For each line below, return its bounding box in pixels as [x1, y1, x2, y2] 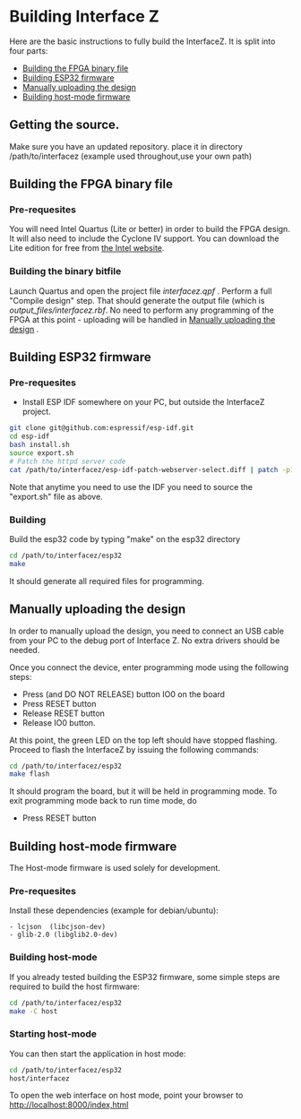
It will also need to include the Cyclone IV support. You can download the [9, 233, 279, 244]
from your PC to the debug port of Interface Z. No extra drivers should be [9, 634, 280, 646]
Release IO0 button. [21, 717, 96, 727]
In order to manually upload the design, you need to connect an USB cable [9, 625, 285, 636]
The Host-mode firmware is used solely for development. [9, 863, 221, 874]
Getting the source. [9, 117, 120, 133]
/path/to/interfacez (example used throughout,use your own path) [9, 151, 253, 161]
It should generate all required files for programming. [9, 575, 204, 586]
